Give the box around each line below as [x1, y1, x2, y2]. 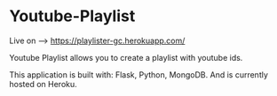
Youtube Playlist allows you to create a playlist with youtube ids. [9, 52, 243, 63]
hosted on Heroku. [9, 78, 77, 89]
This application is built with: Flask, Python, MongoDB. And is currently [9, 69, 269, 80]
